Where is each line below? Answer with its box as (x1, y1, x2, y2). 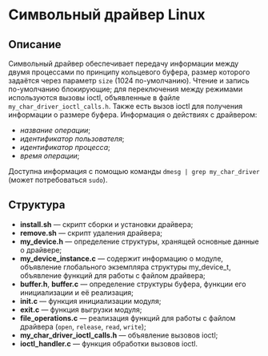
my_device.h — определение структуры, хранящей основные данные (19, 237, 260, 246)
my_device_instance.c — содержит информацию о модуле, (19, 253, 224, 263)
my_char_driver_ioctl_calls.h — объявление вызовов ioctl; (19, 330, 218, 340)
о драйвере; (19, 245, 62, 254)
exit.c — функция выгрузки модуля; (19, 305, 142, 314)
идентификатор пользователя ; (19, 134, 125, 144)
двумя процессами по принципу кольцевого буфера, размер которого (8, 67, 250, 77)
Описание (8, 38, 62, 51)
